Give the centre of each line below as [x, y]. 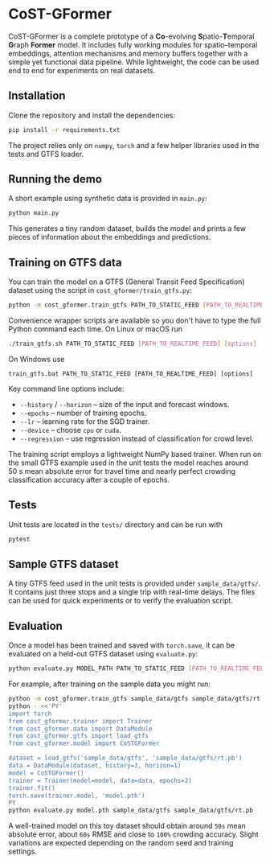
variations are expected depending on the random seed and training [121, 843]
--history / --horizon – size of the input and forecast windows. [125, 404]
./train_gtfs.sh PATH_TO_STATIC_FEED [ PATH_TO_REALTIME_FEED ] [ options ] [133, 344]
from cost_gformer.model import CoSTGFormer [84, 744]
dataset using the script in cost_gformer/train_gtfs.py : [100, 290]
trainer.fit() [32, 788]
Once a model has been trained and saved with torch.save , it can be [122, 645]
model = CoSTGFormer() [46, 773]
